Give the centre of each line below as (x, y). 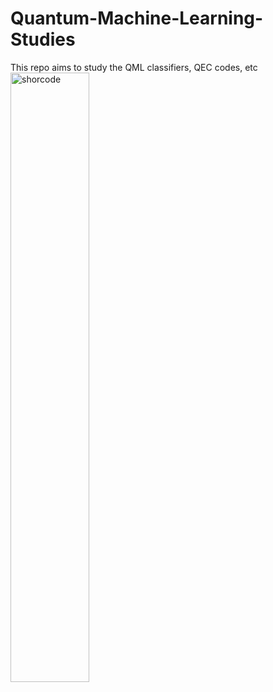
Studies (43, 39)
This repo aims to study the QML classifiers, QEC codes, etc (134, 67)
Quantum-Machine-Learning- (137, 18)
